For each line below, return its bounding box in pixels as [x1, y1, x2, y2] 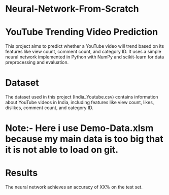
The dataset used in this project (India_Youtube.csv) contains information [5, 94, 158, 100]
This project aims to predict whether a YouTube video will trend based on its [5, 43, 164, 49]
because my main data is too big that [5, 133, 163, 145]
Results [5, 167, 38, 179]
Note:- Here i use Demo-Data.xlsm [5, 122, 154, 134]
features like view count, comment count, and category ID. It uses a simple [5, 49, 161, 55]
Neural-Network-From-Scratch [5, 3, 139, 15]
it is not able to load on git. [5, 144, 119, 155]
